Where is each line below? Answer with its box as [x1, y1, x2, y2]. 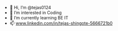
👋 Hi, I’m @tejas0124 [9, 5, 51, 10]
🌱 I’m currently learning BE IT [9, 15, 69, 20]
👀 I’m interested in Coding [9, 10, 62, 15]
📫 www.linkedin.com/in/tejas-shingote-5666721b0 [9, 20, 113, 26]
